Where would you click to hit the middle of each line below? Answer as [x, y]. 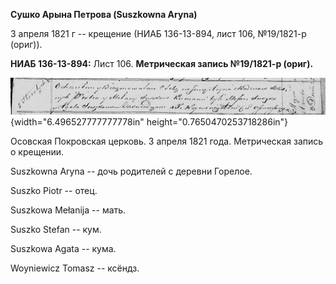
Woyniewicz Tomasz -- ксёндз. [75, 268]
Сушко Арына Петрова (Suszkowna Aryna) [104, 14]
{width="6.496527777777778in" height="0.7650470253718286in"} [149, 122]
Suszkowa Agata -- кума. [63, 249]
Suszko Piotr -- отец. [54, 191]
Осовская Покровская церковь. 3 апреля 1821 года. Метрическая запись [167, 141]
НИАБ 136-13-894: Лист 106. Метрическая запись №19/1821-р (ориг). [162, 63]
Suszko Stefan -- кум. [56, 230]
